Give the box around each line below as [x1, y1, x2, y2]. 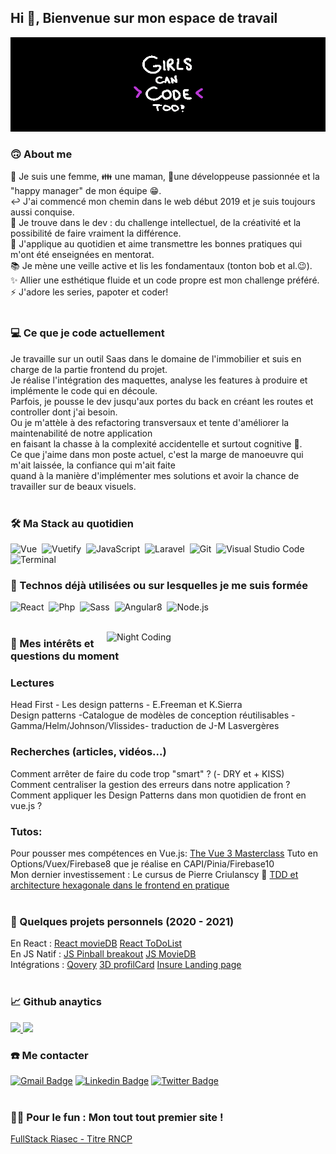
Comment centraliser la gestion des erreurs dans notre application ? [10, 778, 291, 790]
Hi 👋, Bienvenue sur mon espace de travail [10, 10, 278, 27]
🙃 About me [10, 147, 73, 161]
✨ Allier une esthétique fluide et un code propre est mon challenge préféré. [10, 274, 320, 286]
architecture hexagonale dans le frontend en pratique [10, 879, 230, 891]
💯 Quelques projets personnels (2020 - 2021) [10, 914, 235, 928]
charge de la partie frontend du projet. [10, 363, 168, 375]
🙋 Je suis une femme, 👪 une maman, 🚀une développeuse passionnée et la [10, 171, 320, 183]
